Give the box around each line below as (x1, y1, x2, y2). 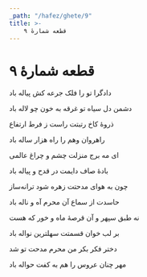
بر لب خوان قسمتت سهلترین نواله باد (9, 229, 120, 238)
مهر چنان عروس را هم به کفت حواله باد (9, 259, 127, 270)
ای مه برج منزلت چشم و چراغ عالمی (9, 151, 120, 160)
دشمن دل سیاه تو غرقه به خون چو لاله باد (9, 104, 133, 114)
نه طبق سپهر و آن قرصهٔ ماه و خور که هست (9, 213, 140, 222)
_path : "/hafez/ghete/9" (9, 11, 92, 20)
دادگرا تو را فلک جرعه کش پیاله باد (9, 88, 112, 97)
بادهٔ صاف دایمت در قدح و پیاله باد (9, 166, 109, 176)
